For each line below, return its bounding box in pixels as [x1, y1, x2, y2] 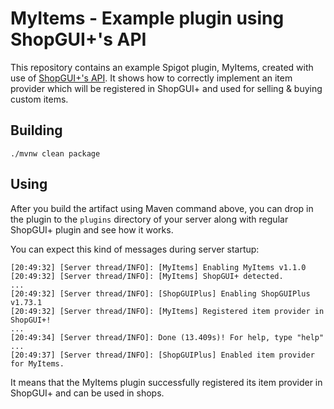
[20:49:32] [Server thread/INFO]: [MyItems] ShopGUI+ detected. [10, 271, 284, 281]
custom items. [10, 93, 69, 105]
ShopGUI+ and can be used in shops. [10, 387, 165, 399]
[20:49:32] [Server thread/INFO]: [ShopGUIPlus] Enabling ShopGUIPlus [10, 288, 311, 299]
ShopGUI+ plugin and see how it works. [10, 223, 174, 236]
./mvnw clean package [10, 148, 101, 159]
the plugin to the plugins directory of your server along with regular [10, 213, 289, 225]
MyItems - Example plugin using [10, 7, 285, 30]
